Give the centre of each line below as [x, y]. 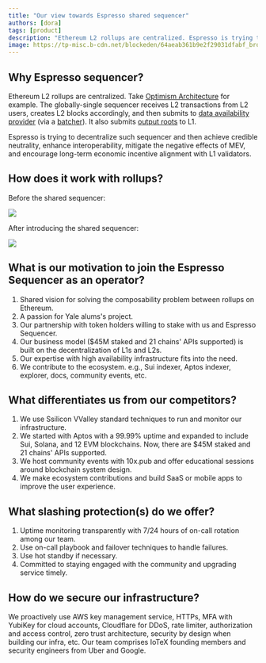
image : [19, 45]
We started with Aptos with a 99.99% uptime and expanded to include [134, 436]
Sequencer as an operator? [76, 280]
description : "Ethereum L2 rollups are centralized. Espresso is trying [131, 38]
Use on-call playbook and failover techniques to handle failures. [124, 547]
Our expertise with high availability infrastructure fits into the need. [129, 358]
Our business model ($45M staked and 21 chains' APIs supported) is [131, 341]
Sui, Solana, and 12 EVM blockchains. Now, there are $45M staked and [135, 444]
